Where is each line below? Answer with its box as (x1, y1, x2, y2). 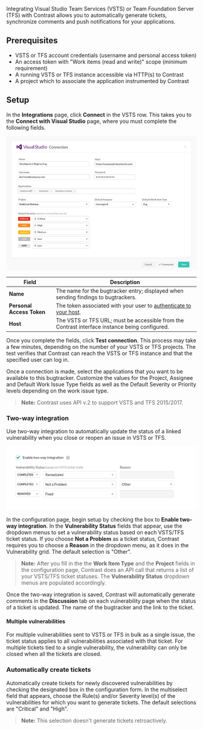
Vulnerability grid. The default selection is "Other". (6, 548, 132, 556)
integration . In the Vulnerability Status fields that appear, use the (18, 522, 182, 529)
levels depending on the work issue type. (6, 387, 109, 394)
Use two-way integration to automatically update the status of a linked (6, 428, 181, 435)
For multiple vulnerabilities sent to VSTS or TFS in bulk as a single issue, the (6, 631, 195, 639)
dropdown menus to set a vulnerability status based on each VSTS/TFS (6, 529, 184, 536)
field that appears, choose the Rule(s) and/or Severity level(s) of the (6, 692, 176, 699)
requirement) (14, 64, 48, 71)
